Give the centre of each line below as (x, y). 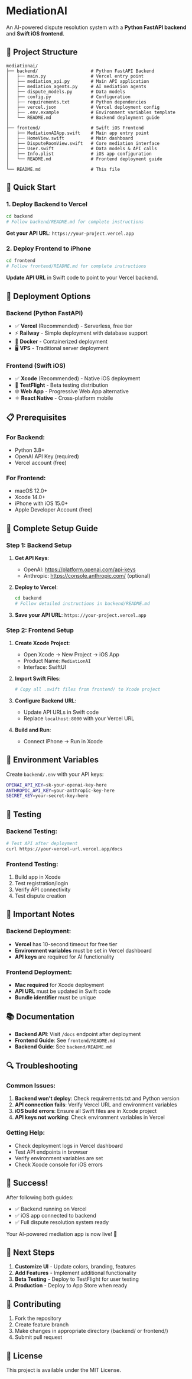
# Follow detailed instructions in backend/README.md (82, 603)
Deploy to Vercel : (36, 587)
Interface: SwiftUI (45, 667)
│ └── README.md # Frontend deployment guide (84, 159)
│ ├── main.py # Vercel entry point (75, 76)
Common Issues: (31, 1086)
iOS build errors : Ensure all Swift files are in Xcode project (86, 1111)
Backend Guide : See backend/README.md (63, 1046)
